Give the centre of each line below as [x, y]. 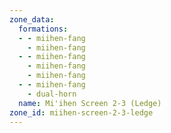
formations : [43, 29]
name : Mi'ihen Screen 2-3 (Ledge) [90, 103]
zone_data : [32, 19]
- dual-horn [52, 94]
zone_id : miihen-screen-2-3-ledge [81, 112]
